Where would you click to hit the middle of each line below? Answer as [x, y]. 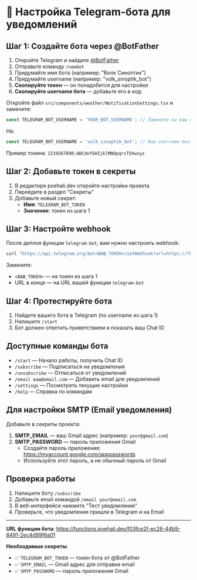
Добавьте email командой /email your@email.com [75, 499]
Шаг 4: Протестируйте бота [59, 301]
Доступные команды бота [57, 346]
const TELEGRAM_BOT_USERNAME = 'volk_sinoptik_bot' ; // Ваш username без [98, 141]
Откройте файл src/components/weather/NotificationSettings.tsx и [90, 103]
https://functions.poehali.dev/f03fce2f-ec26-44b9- [118, 528]
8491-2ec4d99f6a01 [31, 535]
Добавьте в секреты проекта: [43, 424]
